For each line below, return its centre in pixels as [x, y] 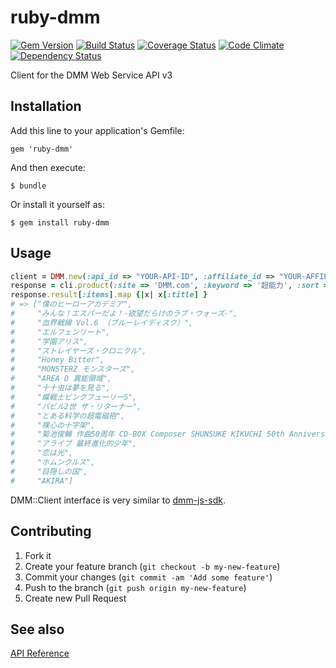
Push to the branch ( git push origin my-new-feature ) [135, 587]
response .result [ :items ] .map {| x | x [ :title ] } [109, 295]
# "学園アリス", [49, 341]
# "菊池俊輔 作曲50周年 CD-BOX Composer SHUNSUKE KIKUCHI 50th [147, 434]
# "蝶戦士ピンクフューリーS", [74, 397]
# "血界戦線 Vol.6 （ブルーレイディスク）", [102, 322]
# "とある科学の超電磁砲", [68, 416]
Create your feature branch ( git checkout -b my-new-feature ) [152, 566]
